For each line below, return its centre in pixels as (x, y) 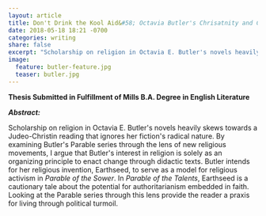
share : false (30, 45)
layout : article (35, 15)
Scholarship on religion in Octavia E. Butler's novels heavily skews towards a (133, 127)
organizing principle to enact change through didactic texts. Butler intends (129, 161)
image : (19, 60)
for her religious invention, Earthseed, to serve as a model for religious (123, 169)
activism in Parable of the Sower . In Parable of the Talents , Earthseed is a (128, 178)
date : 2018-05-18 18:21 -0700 (58, 30)
